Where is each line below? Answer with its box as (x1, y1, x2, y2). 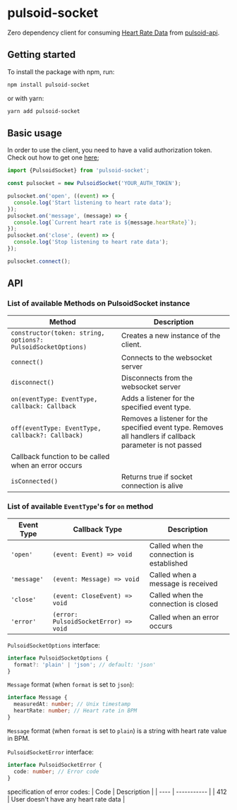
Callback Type (73, 524, 123, 534)
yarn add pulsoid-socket (7, 107, 80, 114)
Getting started (7, 49, 76, 61)
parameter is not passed (121, 440, 202, 450)
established (149, 558, 188, 568)
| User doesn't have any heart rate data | (7, 794, 126, 803)
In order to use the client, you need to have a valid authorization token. (7, 146, 213, 155)
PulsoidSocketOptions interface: (7, 641, 100, 649)
